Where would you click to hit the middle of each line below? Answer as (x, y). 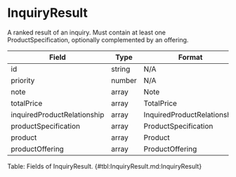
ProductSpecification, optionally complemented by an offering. (98, 39)
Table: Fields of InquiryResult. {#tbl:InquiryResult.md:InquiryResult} (105, 166)
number (124, 80)
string (121, 69)
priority (23, 80)
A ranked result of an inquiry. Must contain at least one (87, 32)
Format (190, 57)
